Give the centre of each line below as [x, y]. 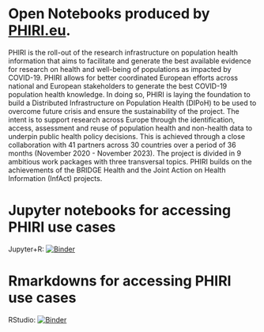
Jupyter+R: [26, 249]
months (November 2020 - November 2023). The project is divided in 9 [125, 153]
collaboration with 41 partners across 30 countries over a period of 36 [122, 145]
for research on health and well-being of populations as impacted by [120, 69]
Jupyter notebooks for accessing [120, 211]
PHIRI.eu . [40, 30]
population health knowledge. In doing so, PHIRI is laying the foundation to [129, 94]
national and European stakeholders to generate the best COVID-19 [118, 86]
